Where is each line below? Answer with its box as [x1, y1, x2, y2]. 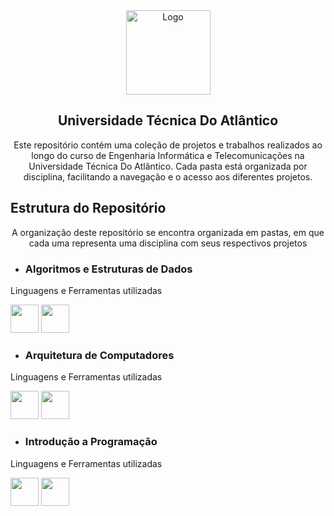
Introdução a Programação [24, 435, 158, 449]
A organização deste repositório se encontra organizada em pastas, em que [11, 226, 325, 238]
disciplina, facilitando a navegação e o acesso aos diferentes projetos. [23, 170, 313, 183]
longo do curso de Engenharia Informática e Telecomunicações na [31, 149, 305, 161]
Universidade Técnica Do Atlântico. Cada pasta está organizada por [28, 160, 308, 172]
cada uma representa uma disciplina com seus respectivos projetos [28, 237, 308, 249]
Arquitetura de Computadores [24, 348, 175, 362]
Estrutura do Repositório [10, 200, 167, 217]
